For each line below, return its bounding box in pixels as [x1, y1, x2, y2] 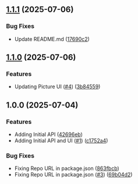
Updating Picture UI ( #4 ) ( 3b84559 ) [14, 83, 101, 90]
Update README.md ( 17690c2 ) [14, 35, 90, 43]
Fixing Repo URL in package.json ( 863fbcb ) [14, 165, 119, 172]
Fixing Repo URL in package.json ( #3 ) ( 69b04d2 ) [14, 171, 133, 178]
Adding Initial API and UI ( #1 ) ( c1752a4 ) [14, 137, 108, 144]
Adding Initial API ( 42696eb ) [14, 131, 83, 138]
